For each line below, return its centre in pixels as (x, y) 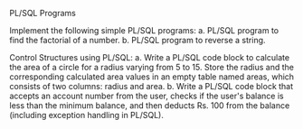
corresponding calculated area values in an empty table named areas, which (152, 77)
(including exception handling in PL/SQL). (87, 115)
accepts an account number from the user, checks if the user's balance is (147, 96)
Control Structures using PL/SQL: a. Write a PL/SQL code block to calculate (150, 57)
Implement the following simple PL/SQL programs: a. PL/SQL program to (144, 30)
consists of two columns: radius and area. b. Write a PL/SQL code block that (151, 86)
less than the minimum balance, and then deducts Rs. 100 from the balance (150, 106)
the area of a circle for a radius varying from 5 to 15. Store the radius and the (151, 67)
